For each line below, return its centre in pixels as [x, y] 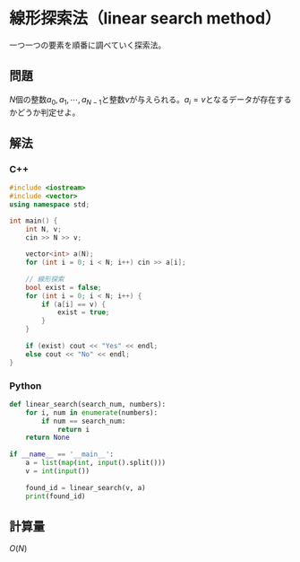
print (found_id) [56, 496]
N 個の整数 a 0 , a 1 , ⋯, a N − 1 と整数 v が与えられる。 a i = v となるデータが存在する [151, 100]
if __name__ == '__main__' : [62, 454]
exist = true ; [83, 312]
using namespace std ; [50, 204]
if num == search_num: [84, 421]
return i [73, 429]
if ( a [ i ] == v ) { [73, 304]
